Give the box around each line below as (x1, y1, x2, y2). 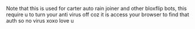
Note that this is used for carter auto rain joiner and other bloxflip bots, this (6, 5, 187, 12)
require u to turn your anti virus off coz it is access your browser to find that (6, 11, 190, 18)
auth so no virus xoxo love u (6, 17, 74, 24)
